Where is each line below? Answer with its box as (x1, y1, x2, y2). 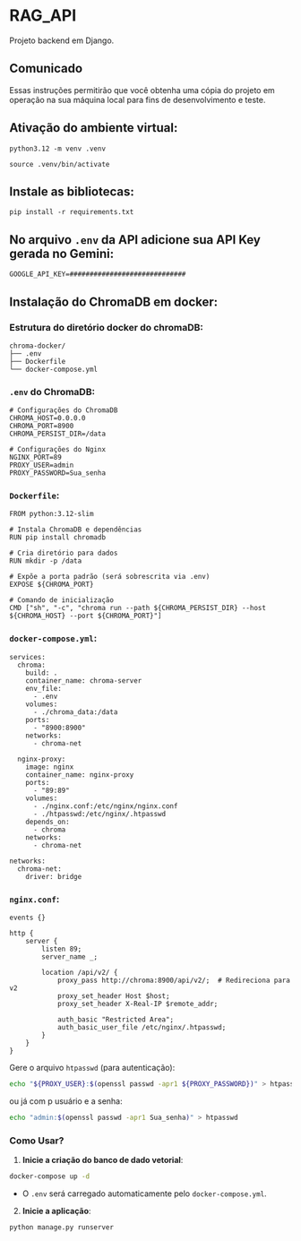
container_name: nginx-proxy (25, 770, 134, 780)
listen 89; (41, 944, 82, 954)
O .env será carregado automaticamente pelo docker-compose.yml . (21, 1188, 267, 1199)
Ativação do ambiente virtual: (9, 120, 178, 135)
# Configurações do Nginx (9, 445, 106, 454)
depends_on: (25, 817, 70, 826)
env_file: (25, 684, 63, 693)
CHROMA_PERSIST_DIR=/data (9, 429, 106, 439)
